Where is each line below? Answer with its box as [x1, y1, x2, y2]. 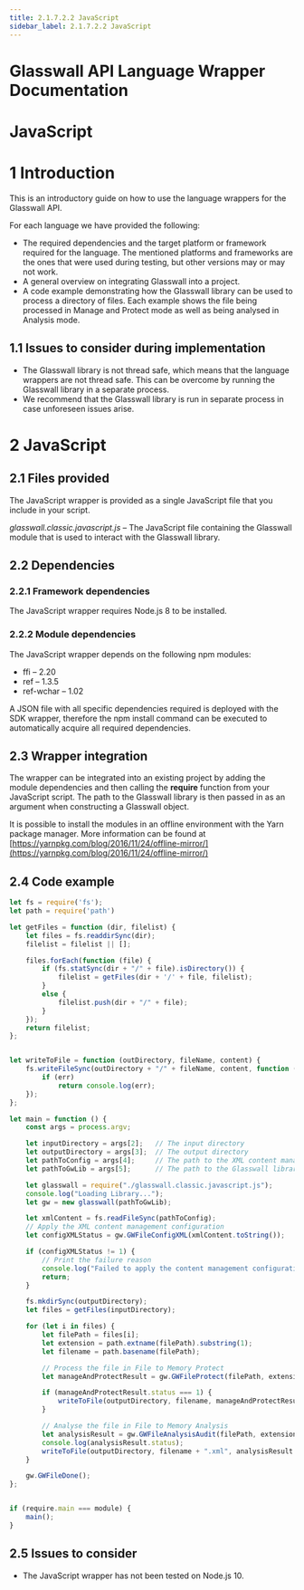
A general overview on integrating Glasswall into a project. [22, 275, 241, 286]
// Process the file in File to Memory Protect [42, 1364, 224, 1373]
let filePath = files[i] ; [42, 1330, 140, 1340]
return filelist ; [25, 1023, 91, 1032]
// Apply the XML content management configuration [25, 1222, 224, 1231]
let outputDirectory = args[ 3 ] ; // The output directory [25, 1147, 249, 1157]
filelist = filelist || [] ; [25, 939, 131, 949]
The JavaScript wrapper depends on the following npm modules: [9, 648, 252, 659]
